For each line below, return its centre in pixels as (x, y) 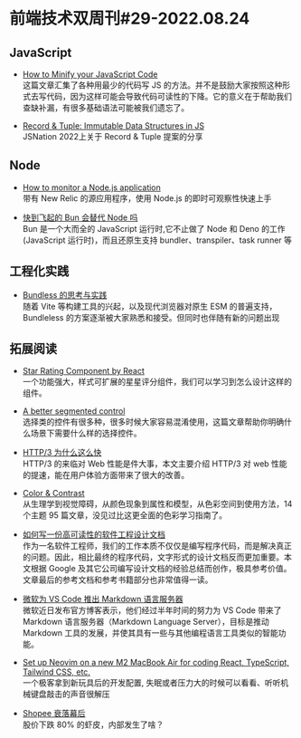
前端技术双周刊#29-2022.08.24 (130, 19)
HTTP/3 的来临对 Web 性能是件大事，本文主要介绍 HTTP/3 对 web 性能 (155, 464)
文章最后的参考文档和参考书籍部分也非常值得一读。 (118, 580)
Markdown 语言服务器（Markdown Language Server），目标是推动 (146, 622)
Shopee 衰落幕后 (54, 714)
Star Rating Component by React (83, 371)
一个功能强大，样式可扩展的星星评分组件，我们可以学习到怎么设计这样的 (157, 382)
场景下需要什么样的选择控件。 (86, 433)
